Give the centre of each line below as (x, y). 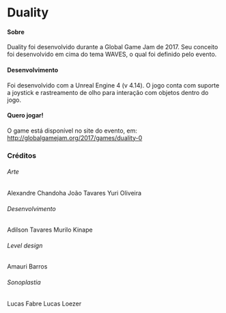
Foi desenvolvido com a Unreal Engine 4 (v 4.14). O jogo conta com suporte (113, 85)
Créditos (22, 155)
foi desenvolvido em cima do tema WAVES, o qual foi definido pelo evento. (112, 54)
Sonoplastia (24, 282)
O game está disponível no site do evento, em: (72, 131)
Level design (25, 245)
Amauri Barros (27, 267)
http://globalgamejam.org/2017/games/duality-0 (75, 137)
